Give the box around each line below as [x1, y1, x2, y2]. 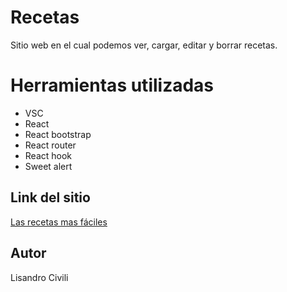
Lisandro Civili [10, 271, 69, 283]
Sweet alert [24, 160, 73, 172]
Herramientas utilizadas [10, 74, 215, 97]
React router [24, 139, 77, 151]
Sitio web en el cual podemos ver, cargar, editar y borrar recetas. [10, 39, 278, 51]
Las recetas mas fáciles [10, 216, 108, 228]
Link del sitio [10, 189, 91, 206]
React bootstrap [24, 128, 92, 140]
